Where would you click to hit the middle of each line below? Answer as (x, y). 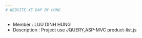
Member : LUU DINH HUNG (42, 24)
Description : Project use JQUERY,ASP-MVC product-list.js (75, 30)
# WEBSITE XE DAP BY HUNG (33, 10)
